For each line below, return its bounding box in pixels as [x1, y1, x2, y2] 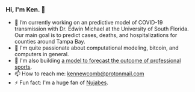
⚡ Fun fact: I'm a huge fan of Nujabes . [14, 79, 109, 86]
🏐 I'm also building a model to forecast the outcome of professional [14, 57, 181, 65]
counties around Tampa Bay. [14, 38, 85, 45]
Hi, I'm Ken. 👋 [5, 5, 46, 14]
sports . [14, 63, 32, 70]
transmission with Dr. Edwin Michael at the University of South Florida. [14, 25, 189, 32]
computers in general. [14, 51, 69, 58]
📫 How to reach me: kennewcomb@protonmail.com [14, 70, 144, 77]
